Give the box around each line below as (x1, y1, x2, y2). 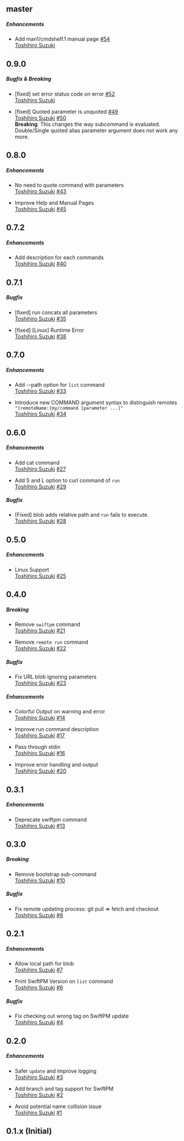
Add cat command (14, 459, 60, 466)
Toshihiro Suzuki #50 (14, 114, 67, 121)
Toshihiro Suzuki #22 (14, 645, 67, 652)
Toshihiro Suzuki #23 (14, 680, 67, 687)
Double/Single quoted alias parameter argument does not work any (14, 126, 178, 134)
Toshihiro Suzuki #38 (14, 332, 67, 340)
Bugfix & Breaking (6, 76, 52, 83)
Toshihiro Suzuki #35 (14, 315, 67, 322)
